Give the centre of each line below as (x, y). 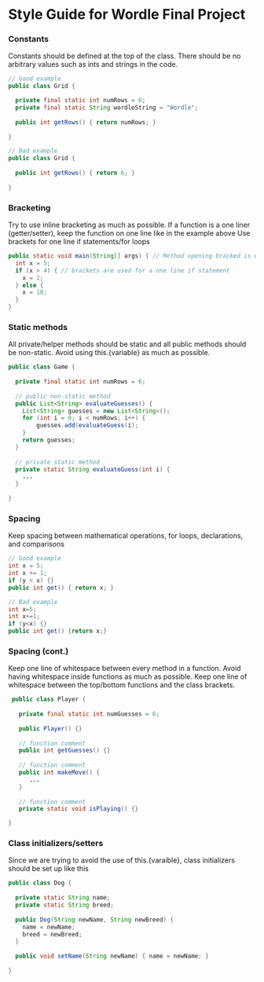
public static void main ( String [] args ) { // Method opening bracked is (130, 256)
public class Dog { (40, 883)
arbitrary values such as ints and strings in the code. (93, 64)
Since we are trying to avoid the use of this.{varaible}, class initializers (122, 860)
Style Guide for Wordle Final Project (127, 15)
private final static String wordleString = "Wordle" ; (107, 108)
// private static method (58, 462)
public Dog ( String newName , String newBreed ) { (95, 920)
